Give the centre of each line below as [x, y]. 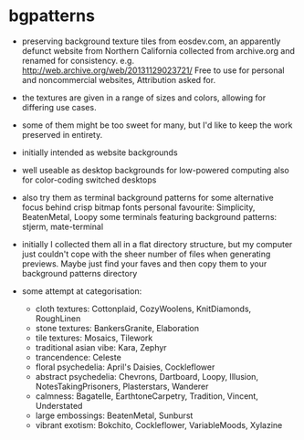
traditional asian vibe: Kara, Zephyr [101, 347]
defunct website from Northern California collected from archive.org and [158, 50]
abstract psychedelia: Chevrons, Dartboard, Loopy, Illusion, [147, 376]
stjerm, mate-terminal [63, 226]
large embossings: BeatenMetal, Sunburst [114, 415]
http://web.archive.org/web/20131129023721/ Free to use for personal [153, 70]
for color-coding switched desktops [89, 180]
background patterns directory [79, 273]
